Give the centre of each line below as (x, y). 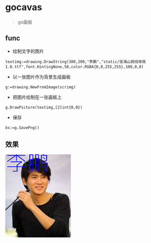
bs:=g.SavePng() (22, 128)
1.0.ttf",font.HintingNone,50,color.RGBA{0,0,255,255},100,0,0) (74, 67)
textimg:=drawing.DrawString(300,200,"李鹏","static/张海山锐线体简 (75, 62)
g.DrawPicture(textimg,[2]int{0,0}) (44, 107)
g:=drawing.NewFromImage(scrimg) (41, 87)
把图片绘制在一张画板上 (37, 97)
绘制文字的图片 (28, 51)
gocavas (24, 7)
